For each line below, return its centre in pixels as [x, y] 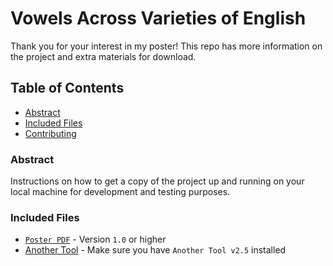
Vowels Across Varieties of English [158, 18]
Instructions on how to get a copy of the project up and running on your [157, 181]
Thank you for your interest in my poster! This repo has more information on [166, 46]
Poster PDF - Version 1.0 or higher [95, 239]
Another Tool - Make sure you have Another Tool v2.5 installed [155, 250]
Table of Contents [67, 88]
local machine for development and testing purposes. [120, 192]
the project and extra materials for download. [103, 56]
